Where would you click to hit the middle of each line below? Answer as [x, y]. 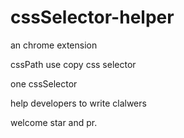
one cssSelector [44, 83]
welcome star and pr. [54, 122]
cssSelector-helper [92, 17]
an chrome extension [54, 45]
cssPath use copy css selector [73, 64]
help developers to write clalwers [78, 103]
